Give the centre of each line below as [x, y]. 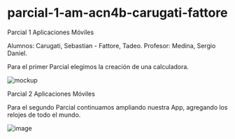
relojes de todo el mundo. [44, 115]
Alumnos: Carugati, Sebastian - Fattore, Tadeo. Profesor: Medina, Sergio [112, 45]
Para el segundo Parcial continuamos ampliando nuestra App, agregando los [117, 107]
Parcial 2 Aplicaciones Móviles [51, 94]
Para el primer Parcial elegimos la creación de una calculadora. [98, 66]
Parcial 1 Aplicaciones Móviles [51, 32]
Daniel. [17, 53]
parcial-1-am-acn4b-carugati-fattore [117, 13]
